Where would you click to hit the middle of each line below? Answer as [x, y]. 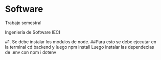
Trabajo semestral [23, 23]
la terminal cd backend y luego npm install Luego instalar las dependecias [80, 47]
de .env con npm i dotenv [31, 52]
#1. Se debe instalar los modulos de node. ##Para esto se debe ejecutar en [81, 42]
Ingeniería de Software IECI [33, 32]
